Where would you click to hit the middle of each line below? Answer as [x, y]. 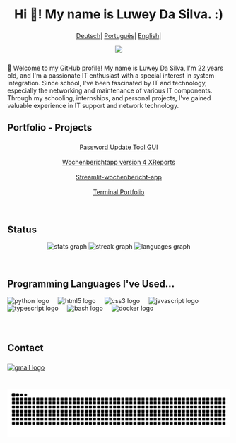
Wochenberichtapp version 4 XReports [119, 163]
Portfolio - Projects [50, 128]
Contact [25, 348]
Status [22, 229]
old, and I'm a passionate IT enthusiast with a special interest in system [111, 76]
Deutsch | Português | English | [119, 36]
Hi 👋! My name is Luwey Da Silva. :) [119, 14]
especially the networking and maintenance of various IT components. [110, 90]
